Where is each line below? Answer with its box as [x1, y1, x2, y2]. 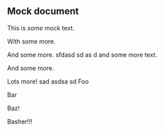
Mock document [7, 6, 79, 17]
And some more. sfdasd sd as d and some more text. [7, 50, 157, 59]
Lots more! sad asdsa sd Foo [7, 77, 90, 85]
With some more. [7, 37, 57, 46]
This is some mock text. [7, 23, 74, 32]
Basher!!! [7, 117, 33, 125]
